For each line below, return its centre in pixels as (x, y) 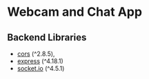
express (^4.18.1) (40, 61)
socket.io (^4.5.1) (41, 68)
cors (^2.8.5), (36, 54)
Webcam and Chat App (75, 12)
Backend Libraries (47, 37)
